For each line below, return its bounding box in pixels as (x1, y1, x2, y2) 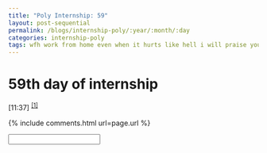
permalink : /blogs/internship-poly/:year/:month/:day (8, 26, 191, 34)
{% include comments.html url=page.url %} (8, 118, 151, 128)
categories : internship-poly (8, 33, 105, 42)
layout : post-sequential (8, 19, 91, 27)
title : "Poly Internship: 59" (8, 11, 109, 20)
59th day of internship (8, 75, 159, 94)
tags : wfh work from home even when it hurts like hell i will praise (8, 41, 247, 49)
